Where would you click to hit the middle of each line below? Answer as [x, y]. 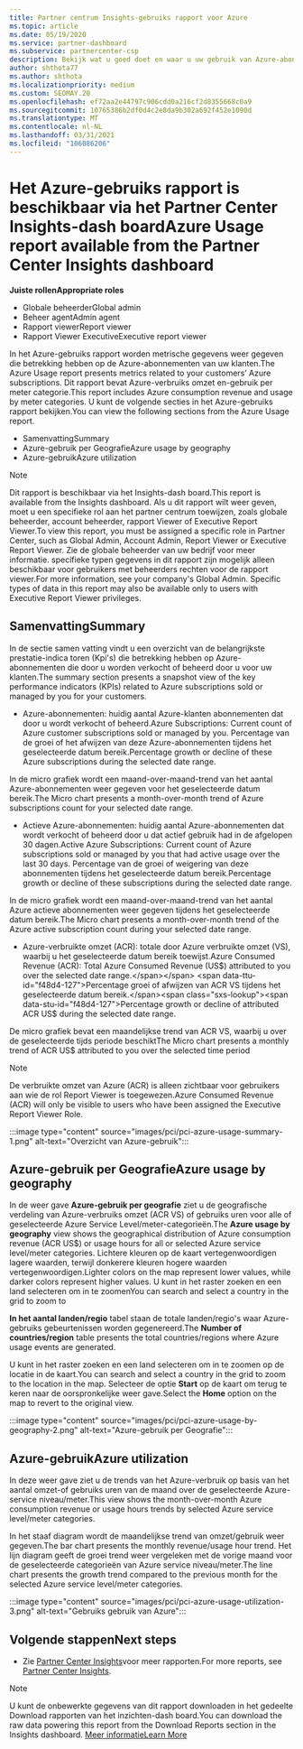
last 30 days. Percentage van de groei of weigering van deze [136, 864]
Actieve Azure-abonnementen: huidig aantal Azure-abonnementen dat [153, 825]
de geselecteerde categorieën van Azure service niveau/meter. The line [141, 1565]
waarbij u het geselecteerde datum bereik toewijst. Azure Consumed [149, 956]
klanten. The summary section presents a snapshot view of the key [133, 677]
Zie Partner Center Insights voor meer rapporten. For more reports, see [152, 1661]
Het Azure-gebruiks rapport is [125, 188]
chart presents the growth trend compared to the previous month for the [143, 1575]
